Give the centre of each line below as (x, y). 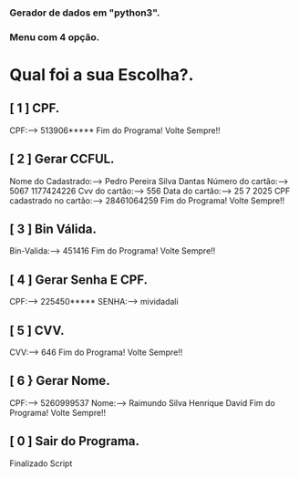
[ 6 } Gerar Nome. (60, 381)
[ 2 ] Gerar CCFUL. (62, 159)
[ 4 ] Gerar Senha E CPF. (79, 280)
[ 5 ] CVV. (37, 330)
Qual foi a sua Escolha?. (102, 75)
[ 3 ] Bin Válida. (53, 229)
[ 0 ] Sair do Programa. (74, 441)
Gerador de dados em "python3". (85, 13)
